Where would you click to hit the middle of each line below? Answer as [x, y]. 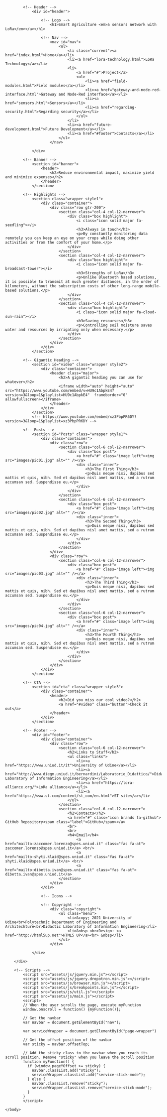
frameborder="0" [111, 395]
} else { [36, 1079]
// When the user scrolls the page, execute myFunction [82, 1005]
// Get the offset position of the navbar [68, 1040]
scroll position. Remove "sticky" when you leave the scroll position [80, 1057]
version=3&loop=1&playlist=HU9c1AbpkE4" [48, 395]
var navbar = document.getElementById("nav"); [72, 1022]
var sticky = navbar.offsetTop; [57, 1044]
